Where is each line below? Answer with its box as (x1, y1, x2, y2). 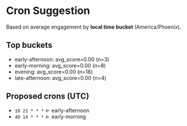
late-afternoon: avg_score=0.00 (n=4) (14, 74, 107, 81)
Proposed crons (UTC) (6, 92, 90, 101)
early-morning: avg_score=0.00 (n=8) (14, 62, 106, 69)
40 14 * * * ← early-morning (14, 113, 86, 120)
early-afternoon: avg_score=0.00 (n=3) (14, 55, 110, 62)
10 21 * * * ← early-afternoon (14, 107, 90, 114)
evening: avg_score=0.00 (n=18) (14, 68, 93, 75)
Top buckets (6, 40, 53, 50)
